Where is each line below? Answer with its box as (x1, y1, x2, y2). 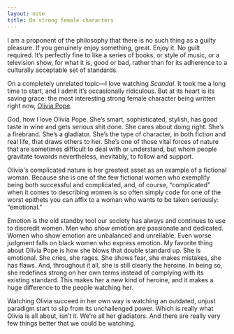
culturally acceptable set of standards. (7, 66, 118, 74)
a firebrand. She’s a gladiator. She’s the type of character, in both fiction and (7, 130, 226, 138)
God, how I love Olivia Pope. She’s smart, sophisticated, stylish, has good (7, 115, 218, 123)
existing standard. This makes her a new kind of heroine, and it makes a (7, 275, 214, 284)
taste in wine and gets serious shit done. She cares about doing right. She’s (7, 122, 224, 131)
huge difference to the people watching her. (7, 283, 134, 291)
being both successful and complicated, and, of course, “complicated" (7, 180, 211, 189)
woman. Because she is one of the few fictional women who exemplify (7, 173, 210, 182)
